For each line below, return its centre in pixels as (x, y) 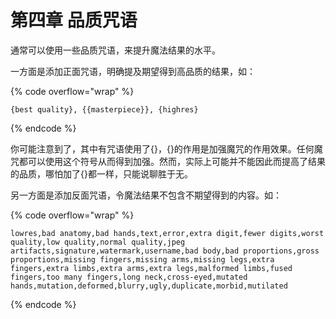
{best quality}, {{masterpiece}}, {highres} (104, 109)
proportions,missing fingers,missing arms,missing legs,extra (142, 259)
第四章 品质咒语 (74, 20)
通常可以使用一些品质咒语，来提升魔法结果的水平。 (115, 50)
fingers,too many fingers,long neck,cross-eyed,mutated (129, 277)
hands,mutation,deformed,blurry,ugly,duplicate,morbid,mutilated (149, 286)
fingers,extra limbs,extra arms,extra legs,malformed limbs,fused (151, 268)
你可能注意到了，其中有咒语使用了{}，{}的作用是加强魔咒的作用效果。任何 (162, 148)
